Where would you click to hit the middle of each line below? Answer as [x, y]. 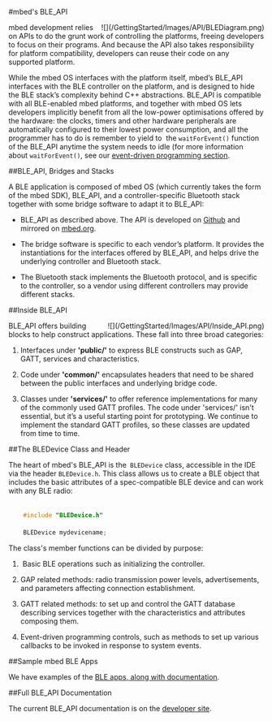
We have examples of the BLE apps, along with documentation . [114, 676]
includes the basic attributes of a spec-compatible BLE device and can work [136, 482]
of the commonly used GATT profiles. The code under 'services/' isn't [137, 408]
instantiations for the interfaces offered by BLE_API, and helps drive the [140, 253]
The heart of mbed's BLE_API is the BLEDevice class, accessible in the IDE [132, 465]
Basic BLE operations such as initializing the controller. [114, 563]
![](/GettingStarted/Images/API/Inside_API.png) [186, 326]
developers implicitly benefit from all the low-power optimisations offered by [136, 112]
